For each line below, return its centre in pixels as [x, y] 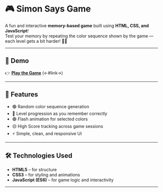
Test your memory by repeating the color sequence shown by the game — [79, 36]
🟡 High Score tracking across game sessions [57, 126]
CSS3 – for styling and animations [46, 175]
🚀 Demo [17, 61]
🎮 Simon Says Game [48, 9]
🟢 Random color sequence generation [51, 106]
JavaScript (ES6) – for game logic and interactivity [63, 180]
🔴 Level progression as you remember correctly [60, 113]
